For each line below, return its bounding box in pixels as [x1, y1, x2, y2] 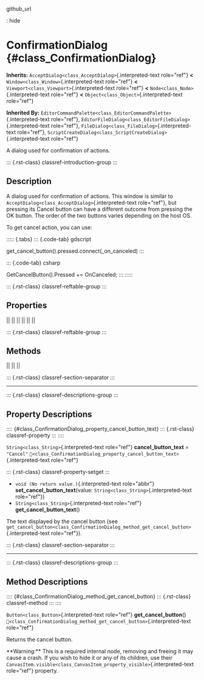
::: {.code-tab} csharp [6, 259, 61, 266]
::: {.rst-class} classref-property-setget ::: [6, 469, 110, 476]
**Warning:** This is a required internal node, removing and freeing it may [6, 648, 194, 654]
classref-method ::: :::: [6, 600, 62, 606]
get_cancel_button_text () [15, 506, 80, 514]
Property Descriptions [6, 409, 92, 419]
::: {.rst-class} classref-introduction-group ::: [6, 158, 118, 166]
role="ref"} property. [6, 667, 58, 674]
